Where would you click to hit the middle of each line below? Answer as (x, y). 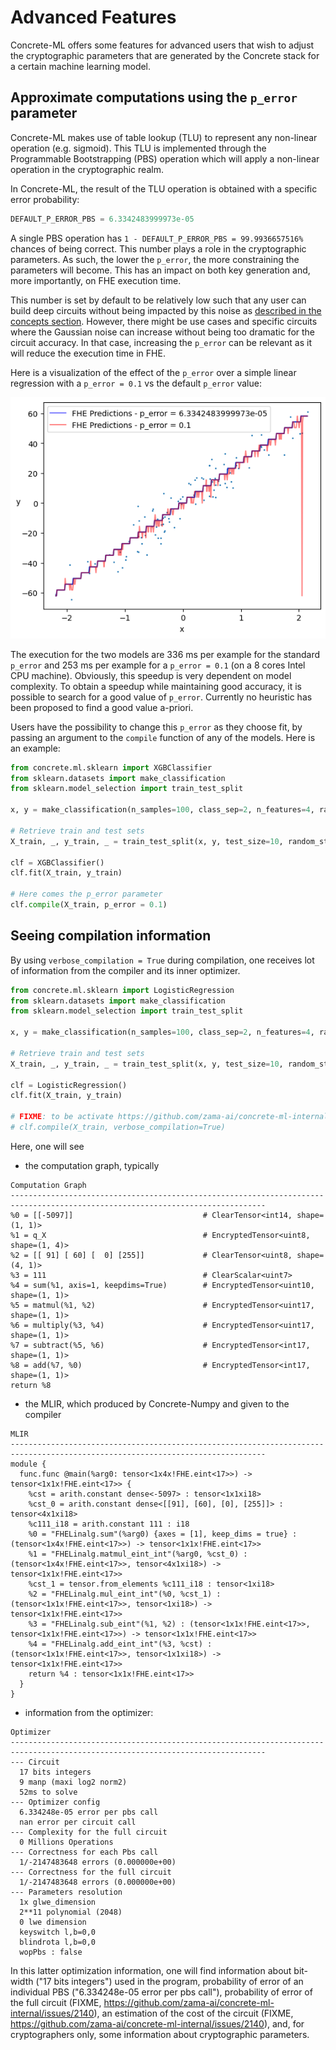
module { (28, 1464)
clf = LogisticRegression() (69, 1085)
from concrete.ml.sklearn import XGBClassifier (111, 767)
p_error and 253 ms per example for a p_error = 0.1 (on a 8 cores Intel (158, 665)
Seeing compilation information (111, 936)
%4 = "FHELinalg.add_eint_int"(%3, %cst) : (120, 1644)
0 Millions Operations (66, 1842)
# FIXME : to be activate (62, 1117)
